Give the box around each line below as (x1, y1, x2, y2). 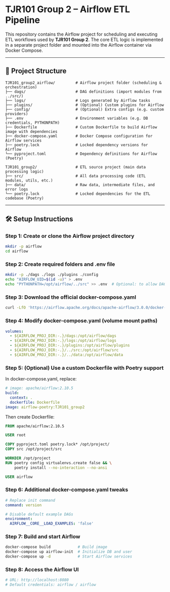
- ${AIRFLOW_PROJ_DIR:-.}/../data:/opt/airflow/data (10, 352, 123, 357)
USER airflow (5, 474, 33, 479)
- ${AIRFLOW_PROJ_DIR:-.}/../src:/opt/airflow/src (10, 347, 119, 353)
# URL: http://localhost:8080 (5, 577, 69, 583)
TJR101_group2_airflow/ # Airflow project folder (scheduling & (5, 80, 162, 85)
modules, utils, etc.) (5, 178, 53, 183)
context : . (10, 395, 33, 400)
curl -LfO (5, 305, 26, 310)
